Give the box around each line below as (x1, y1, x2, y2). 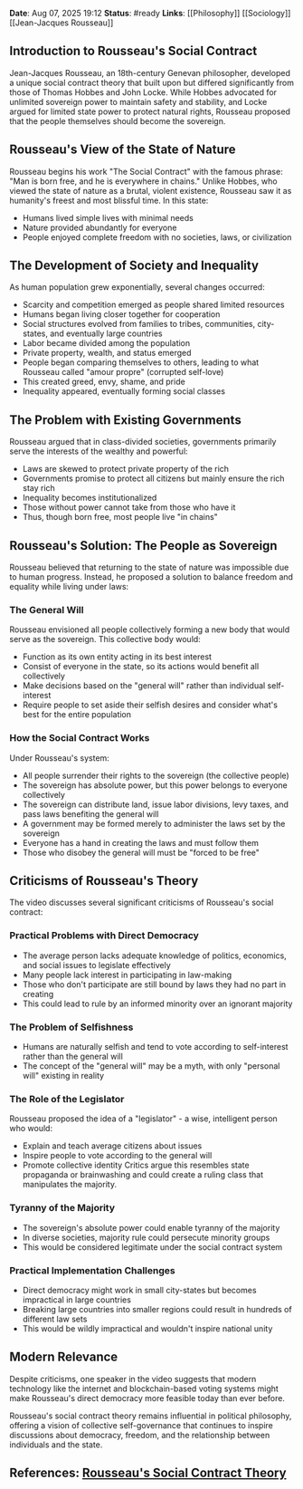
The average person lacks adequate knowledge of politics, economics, (22, 950, 287, 961)
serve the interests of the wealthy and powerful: (9, 446, 188, 456)
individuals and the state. (9, 1439, 103, 1450)
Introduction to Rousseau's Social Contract (9, 43, 258, 59)
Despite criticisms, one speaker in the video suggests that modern (9, 1373, 257, 1384)
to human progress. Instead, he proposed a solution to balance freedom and (9, 572, 294, 582)
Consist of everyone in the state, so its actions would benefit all (22, 661, 260, 672)
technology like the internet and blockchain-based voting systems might (9, 1383, 279, 1394)
